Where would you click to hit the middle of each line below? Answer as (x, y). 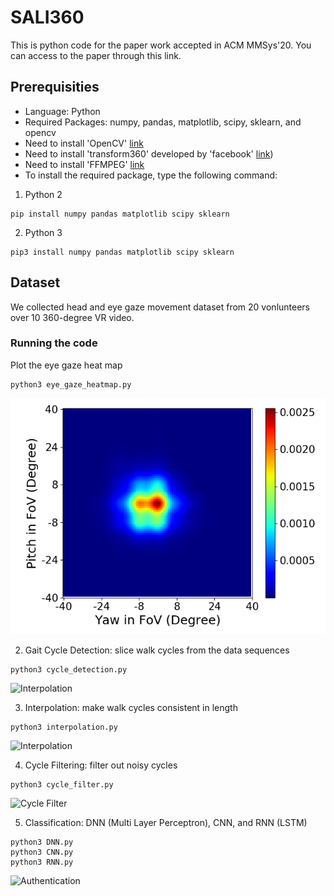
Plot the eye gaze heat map (66, 365)
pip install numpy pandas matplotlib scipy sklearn (120, 214)
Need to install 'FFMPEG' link (84, 164)
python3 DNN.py (42, 842)
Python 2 (43, 194)
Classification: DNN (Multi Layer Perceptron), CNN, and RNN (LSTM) (166, 822)
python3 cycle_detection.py (69, 669)
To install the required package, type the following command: (151, 175)
